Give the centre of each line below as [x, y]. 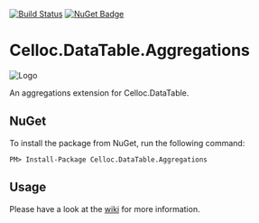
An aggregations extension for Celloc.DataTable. [99, 93]
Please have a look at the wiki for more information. [105, 209]
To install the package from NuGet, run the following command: [127, 143]
